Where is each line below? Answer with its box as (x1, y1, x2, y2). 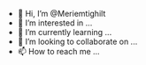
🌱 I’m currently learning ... (17, 27, 112, 37)
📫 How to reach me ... (17, 47, 100, 56)
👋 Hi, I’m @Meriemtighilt (17, 9, 106, 18)
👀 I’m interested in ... (17, 18, 93, 28)
